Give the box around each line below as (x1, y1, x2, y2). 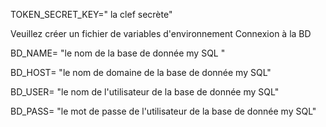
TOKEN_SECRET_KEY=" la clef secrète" (10, 9, 173, 20)
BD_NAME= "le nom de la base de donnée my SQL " (10, 47, 226, 59)
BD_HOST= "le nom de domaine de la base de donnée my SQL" (10, 67, 272, 78)
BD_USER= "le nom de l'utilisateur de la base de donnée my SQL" (10, 86, 280, 98)
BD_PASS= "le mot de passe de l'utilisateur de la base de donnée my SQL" (10, 105, 317, 117)
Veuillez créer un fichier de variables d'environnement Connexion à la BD (10, 28, 312, 39)
